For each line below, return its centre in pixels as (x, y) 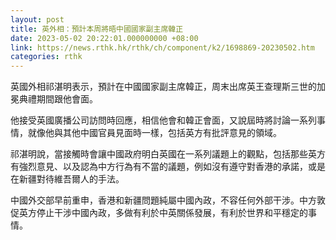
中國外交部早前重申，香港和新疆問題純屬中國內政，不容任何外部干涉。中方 (163, 200)
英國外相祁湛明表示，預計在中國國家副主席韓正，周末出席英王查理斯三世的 (163, 87)
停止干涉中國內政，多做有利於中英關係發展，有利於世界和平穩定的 (172, 213)
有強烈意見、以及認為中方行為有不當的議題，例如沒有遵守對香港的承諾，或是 (168, 167)
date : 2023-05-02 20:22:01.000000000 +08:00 (104, 38)
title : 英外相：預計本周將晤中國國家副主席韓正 (97, 29)
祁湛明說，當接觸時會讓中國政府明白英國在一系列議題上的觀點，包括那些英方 (168, 154)
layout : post (37, 19)
